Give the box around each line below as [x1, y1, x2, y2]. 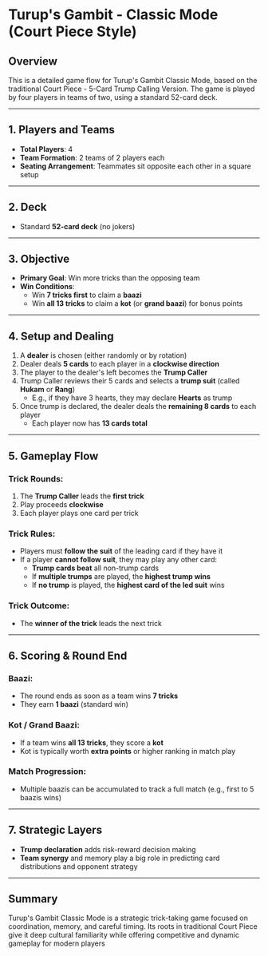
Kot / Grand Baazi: [8, 720, 80, 731]
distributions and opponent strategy [19, 861, 138, 871]
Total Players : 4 [19, 144, 73, 153]
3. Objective [8, 252, 70, 266]
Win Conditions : [19, 282, 75, 292]
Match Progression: [8, 766, 86, 777]
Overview [8, 54, 58, 68]
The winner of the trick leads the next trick [19, 618, 162, 628]
